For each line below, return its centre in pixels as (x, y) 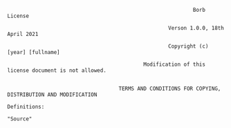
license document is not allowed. (57, 71)
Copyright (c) (188, 46)
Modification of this (175, 64)
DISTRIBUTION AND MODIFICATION (52, 95)
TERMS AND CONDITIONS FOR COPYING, (170, 89)
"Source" (20, 119)
